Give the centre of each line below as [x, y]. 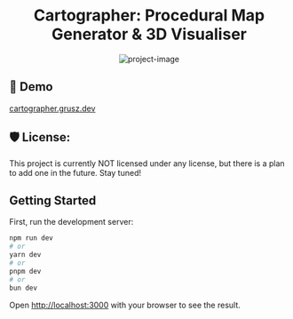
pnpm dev [25, 271]
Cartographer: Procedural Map [149, 16]
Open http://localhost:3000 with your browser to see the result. [125, 305]
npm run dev [31, 238]
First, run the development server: [71, 222]
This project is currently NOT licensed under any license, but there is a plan [147, 163]
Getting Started [53, 200]
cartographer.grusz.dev [52, 108]
